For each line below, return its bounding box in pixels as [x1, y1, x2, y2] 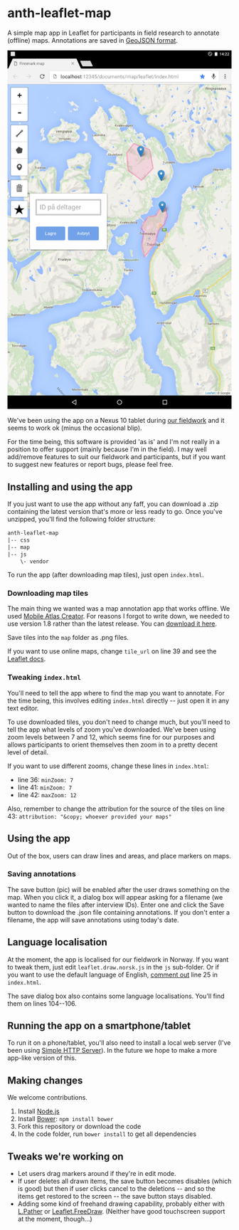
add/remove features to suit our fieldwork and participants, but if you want [7, 453, 226, 461]
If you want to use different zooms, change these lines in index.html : [7, 762, 209, 770]
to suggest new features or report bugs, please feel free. [7, 461, 174, 469]
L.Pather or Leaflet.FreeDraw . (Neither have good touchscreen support [17, 1207, 225, 1216]
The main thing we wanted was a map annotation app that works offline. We [7, 604, 230, 613]
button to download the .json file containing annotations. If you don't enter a [7, 908, 230, 916]
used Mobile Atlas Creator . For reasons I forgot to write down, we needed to [7, 612, 230, 621]
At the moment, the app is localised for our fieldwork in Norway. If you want [7, 955, 229, 964]
